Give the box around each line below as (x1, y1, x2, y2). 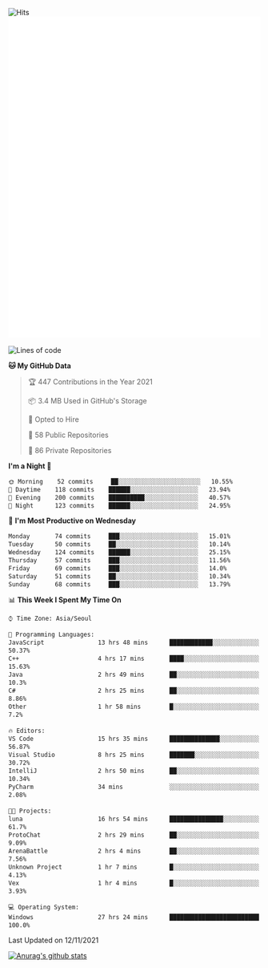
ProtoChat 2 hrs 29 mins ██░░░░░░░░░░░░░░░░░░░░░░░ (8, 831, 260, 839)
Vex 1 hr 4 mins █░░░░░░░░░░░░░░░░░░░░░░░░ (8, 879, 260, 887)
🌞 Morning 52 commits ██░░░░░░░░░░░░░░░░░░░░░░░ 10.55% (8, 477, 234, 485)
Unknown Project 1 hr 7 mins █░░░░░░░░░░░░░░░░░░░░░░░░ (8, 863, 260, 871)
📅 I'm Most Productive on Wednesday (8, 516, 136, 525)
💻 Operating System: (8, 903, 80, 911)
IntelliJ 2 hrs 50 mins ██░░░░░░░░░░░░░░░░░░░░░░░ (8, 767, 260, 775)
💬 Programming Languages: (8, 630, 94, 638)
